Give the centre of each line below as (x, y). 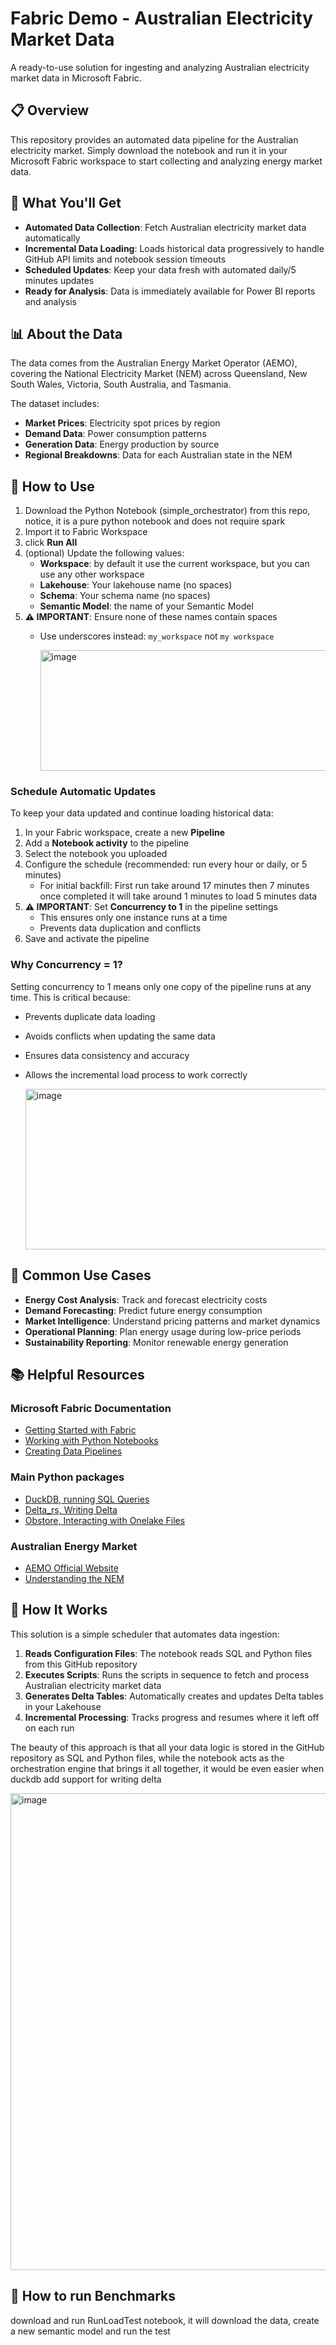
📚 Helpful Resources (77, 1374)
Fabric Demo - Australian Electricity (162, 18)
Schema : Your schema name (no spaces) (125, 596)
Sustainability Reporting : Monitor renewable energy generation (156, 1342)
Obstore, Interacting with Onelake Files (105, 1520)
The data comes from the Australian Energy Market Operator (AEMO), (154, 363)
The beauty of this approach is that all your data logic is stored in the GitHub (167, 1747)
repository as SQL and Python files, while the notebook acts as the (147, 1758)
